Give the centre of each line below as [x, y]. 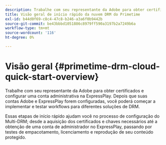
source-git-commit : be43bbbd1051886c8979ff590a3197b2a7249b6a [70, 24]
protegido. [16, 137]
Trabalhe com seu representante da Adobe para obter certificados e [75, 90]
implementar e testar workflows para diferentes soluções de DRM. [73, 106]
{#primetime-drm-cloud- [107, 66]
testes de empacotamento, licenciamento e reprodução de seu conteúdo [79, 132]
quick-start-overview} [52, 77]
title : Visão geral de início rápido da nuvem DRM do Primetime [73, 14]
